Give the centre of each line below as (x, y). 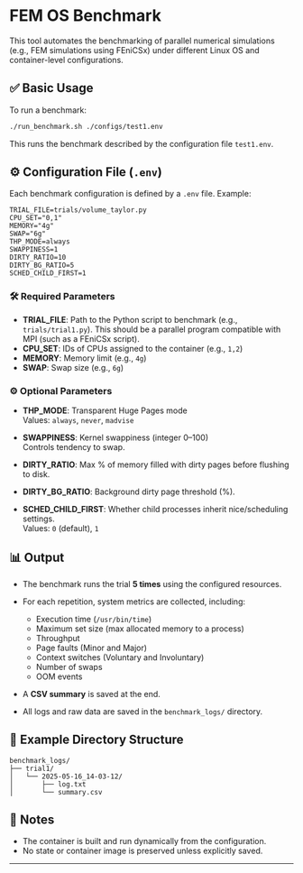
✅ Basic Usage (51, 88)
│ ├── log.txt (48, 784)
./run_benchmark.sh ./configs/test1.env (87, 126)
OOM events (59, 676)
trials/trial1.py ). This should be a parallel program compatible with (151, 329)
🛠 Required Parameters (62, 297)
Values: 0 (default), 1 (60, 528)
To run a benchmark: (48, 110)
